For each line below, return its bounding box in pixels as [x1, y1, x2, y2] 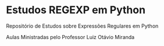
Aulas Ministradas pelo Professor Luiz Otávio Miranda [6, 33, 135, 40]
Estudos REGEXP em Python [6, 3, 146, 17]
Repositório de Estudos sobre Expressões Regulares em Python [6, 22, 159, 29]
